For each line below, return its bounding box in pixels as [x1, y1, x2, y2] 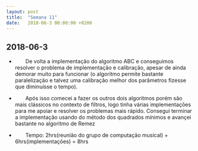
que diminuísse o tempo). [14, 83, 78, 90]
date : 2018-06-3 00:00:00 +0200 [6, 20, 93, 26]
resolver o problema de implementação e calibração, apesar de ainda [14, 64, 187, 72]
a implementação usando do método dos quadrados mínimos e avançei [14, 114, 191, 121]
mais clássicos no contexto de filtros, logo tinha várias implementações [14, 101, 191, 108]
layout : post [6, 8, 39, 15]
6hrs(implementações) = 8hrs [14, 138, 89, 145]
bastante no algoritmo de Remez [14, 120, 96, 127]
